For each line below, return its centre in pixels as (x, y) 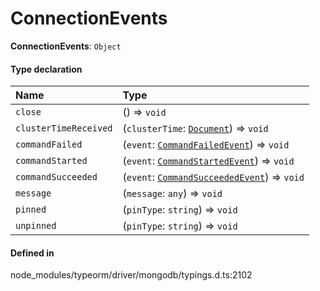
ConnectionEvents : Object (66, 46)
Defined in (32, 253)
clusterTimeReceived (64, 128)
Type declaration (46, 69)
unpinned (36, 226)
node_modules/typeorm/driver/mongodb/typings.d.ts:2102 (131, 275)
